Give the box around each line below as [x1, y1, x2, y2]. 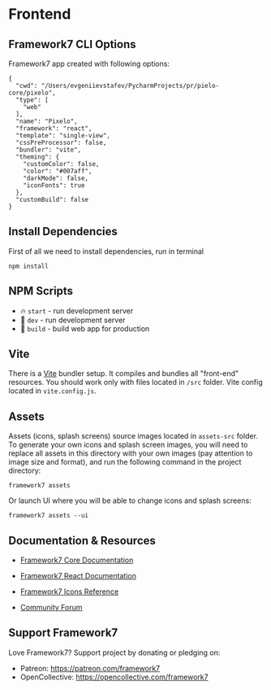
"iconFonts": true [23, 181, 85, 190]
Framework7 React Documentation [19, 571, 136, 581]
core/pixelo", [8, 89, 57, 97]
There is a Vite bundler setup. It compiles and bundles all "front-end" [8, 369, 239, 378]
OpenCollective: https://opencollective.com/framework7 [19, 672, 209, 682]
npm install [8, 262, 49, 270]
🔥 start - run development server [19, 306, 134, 316]
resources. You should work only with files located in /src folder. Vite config [8, 378, 263, 387]
